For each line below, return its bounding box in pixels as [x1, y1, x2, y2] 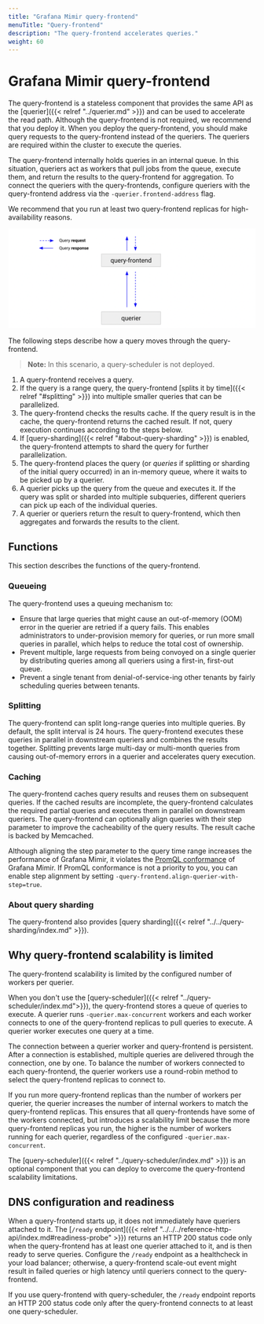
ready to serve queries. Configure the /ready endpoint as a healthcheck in [8, 1250, 248, 1259]
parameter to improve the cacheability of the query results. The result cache [8, 823, 255, 832]
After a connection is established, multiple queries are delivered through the [8, 1050, 254, 1060]
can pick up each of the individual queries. [19, 501, 158, 510]
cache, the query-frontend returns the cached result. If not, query [19, 417, 233, 427]
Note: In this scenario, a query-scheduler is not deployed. [27, 360, 214, 369]
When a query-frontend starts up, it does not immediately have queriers [8, 1216, 241, 1226]
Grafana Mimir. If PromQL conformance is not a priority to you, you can [8, 863, 238, 873]
